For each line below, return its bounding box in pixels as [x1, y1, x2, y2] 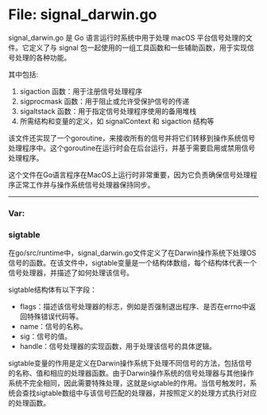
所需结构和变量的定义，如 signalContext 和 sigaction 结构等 [19, 116, 215, 126]
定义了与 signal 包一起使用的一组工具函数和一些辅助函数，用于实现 [29, 42, 248, 52]
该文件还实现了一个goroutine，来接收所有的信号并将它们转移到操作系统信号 [8, 133, 256, 142]
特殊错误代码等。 [26, 312, 83, 321]
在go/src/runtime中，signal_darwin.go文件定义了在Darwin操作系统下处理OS [8, 248, 257, 258]
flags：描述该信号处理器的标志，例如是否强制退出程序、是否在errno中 [19, 302, 250, 312]
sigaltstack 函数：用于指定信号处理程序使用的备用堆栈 [19, 106, 197, 116]
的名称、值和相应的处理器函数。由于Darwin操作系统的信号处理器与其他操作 [8, 368, 254, 378]
